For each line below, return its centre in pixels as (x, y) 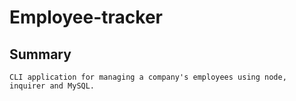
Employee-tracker (86, 17)
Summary (40, 54)
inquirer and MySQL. (52, 86)
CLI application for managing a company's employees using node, (148, 77)
